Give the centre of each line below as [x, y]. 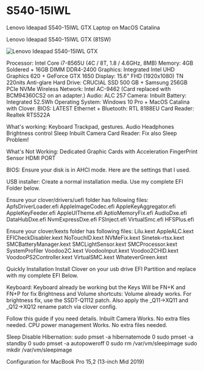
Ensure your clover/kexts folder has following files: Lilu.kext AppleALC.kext [100, 231]
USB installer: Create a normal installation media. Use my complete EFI [95, 181]
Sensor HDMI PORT [31, 158]
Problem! [18, 139]
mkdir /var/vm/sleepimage [39, 350]
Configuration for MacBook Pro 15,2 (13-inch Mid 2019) [76, 361]
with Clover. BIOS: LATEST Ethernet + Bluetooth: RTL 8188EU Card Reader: [100, 108]
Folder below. [23, 188]
